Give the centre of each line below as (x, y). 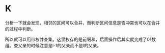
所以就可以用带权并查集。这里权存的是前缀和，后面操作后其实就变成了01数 (81, 39)
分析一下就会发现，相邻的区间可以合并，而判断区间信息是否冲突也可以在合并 (82, 23)
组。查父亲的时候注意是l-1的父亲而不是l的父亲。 (53, 45)
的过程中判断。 (20, 29)
